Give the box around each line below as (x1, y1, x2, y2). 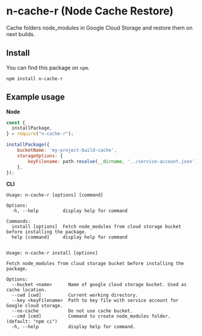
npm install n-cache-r (6, 75, 63, 82)
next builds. (6, 30, 35, 37)
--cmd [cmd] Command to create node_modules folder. (11, 313, 171, 320)
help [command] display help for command (11, 234, 128, 240)
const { (6, 119, 26, 126)
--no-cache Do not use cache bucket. (11, 308, 133, 314)
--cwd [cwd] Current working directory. (11, 292, 138, 299)
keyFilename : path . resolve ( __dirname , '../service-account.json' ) (28, 158, 198, 164)
